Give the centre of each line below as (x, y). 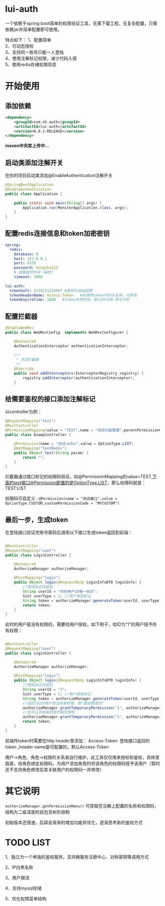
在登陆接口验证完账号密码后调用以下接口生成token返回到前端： (69, 532)
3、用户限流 (17, 877)
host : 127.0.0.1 (31, 259)
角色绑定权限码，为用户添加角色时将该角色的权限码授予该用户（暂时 (91, 763)
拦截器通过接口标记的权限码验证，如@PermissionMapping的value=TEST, (79, 477)
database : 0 (26, 254)
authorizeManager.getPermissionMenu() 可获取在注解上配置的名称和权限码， (82, 806)
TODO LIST (28, 842)
